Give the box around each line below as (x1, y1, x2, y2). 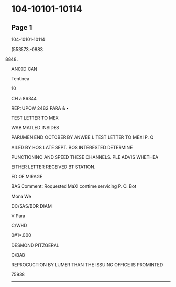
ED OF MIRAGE (11, 174, 43, 179)
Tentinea (11, 76, 30, 81)
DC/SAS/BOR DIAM (11, 203, 52, 209)
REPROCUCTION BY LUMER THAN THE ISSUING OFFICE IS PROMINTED (11, 262, 163, 268)
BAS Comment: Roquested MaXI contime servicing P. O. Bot (11, 183, 137, 189)
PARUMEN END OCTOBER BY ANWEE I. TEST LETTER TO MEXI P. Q (11, 134, 154, 140)
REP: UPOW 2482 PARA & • (11, 105, 69, 111)
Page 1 (11, 23, 32, 32)
